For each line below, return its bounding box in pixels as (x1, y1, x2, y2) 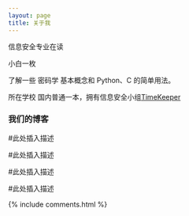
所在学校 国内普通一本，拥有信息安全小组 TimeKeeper (8, 92, 181, 101)
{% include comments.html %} (8, 199, 108, 209)
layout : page (8, 11, 51, 20)
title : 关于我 (8, 19, 51, 27)
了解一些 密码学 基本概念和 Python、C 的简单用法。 (8, 75, 176, 85)
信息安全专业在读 (8, 41, 64, 51)
